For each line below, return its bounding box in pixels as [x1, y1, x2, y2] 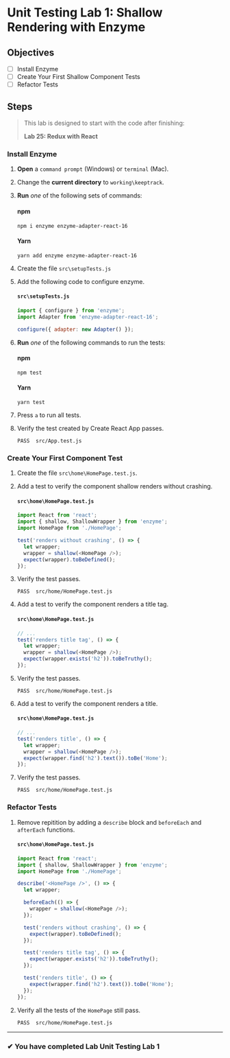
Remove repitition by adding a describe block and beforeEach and [16, 818, 202, 826]
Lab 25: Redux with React [23, 132, 98, 140]
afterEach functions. [16, 825, 75, 834]
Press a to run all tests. [16, 410, 81, 419]
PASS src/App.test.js [16, 437, 82, 444]
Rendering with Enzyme [7, 19, 146, 35]
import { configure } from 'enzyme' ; [16, 307, 125, 314]
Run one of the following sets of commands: [16, 191, 142, 200]
